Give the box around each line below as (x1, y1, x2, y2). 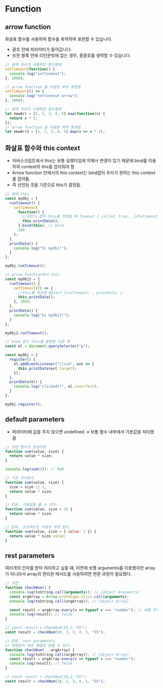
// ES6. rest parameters (5, 639, 55, 643)
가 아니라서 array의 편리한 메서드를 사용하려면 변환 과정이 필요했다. (5, 571, 132, 577)
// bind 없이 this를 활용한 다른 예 (5, 339, 70, 344)
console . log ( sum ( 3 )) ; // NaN (5, 467, 64, 472)
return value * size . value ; (9, 533, 66, 539)
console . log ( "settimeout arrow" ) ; (9, 94, 79, 98)
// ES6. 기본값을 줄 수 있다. (5, 502, 58, 507)
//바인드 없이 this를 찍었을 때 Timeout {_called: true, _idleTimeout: (22, 214, 160, 219)
